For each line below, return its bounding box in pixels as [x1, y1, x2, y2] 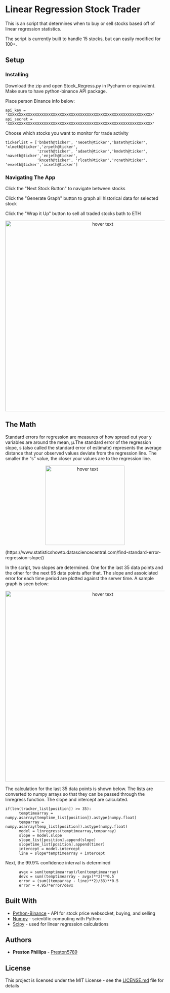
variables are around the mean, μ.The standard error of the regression [5, 439, 152, 445]
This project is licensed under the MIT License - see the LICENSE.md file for [5, 977, 164, 983]
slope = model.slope [18, 833, 62, 838]
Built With [5, 896, 37, 906]
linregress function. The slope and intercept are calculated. [5, 796, 129, 802]
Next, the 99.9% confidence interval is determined [5, 859, 111, 865]
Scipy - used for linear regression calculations [12, 921, 109, 927]
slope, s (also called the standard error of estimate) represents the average [5, 444, 162, 450]
